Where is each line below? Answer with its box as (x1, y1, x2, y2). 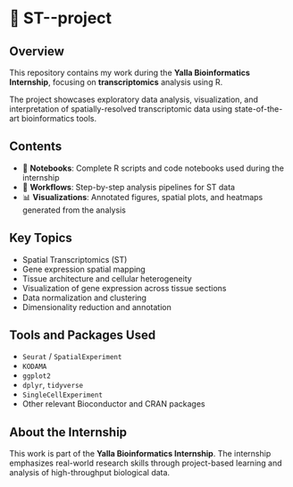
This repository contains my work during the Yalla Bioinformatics (9, 67, 250, 78)
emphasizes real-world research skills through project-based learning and (9, 458, 283, 468)
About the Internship (9, 424, 128, 440)
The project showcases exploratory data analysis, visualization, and (9, 94, 259, 105)
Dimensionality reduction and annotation (21, 301, 172, 312)
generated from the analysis (21, 205, 127, 215)
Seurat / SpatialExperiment (21, 351, 122, 362)
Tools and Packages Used (9, 328, 156, 343)
